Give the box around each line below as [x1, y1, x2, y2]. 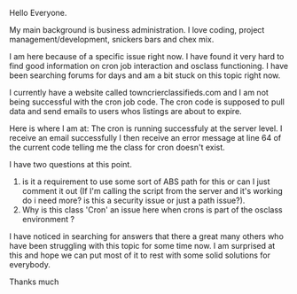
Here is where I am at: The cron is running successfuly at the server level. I [9, 123, 283, 134]
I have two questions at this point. [9, 159, 133, 169]
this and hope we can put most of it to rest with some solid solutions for [9, 250, 271, 260]
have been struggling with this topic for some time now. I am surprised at [9, 241, 276, 251]
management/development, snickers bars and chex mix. [9, 35, 215, 44]
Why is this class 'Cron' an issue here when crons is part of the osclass [21, 205, 283, 215]
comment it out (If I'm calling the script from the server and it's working [21, 186, 284, 196]
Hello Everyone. [9, 8, 67, 18]
